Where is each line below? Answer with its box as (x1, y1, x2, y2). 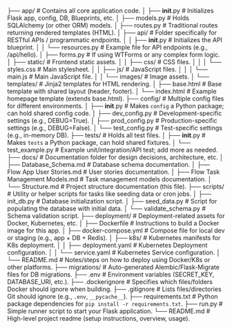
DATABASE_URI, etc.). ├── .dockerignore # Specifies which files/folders (7, 278, 213, 286)
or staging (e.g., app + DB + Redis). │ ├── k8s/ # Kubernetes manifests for (7, 234, 221, 241)
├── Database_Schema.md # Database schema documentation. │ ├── (7, 161, 211, 168)
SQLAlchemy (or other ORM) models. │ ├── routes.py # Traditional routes (7, 21, 218, 29)
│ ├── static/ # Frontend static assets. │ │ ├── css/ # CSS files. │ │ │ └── (7, 58, 222, 66)
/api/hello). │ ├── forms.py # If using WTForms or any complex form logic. (7, 50, 220, 59)
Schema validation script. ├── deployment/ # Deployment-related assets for (7, 212, 225, 220)
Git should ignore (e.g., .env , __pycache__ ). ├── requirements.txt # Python (7, 292, 218, 300)
